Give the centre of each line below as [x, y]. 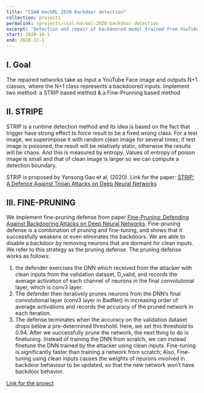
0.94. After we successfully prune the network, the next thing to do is [102, 333]
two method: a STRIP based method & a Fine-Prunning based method [93, 93]
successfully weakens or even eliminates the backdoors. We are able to [96, 237]
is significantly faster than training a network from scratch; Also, [95, 352]
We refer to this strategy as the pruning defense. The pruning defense [94, 250]
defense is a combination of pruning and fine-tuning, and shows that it [94, 230]
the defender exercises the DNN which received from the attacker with [104, 268]
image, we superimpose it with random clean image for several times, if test [101, 139]
